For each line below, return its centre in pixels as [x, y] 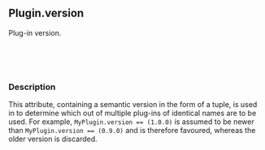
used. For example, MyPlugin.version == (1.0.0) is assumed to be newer [131, 122]
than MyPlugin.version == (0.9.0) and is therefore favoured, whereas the [132, 131]
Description [32, 87]
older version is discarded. [53, 139]
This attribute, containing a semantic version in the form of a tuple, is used [133, 105]
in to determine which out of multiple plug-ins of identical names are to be [132, 114]
